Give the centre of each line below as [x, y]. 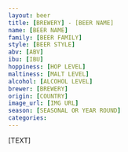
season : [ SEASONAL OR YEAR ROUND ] [65, 111]
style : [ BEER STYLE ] [42, 45]
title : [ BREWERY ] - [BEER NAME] [61, 23]
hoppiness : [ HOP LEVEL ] [47, 67]
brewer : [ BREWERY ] [38, 89]
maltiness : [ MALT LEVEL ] [49, 74]
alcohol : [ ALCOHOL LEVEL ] [50, 81]
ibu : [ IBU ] [26, 60]
